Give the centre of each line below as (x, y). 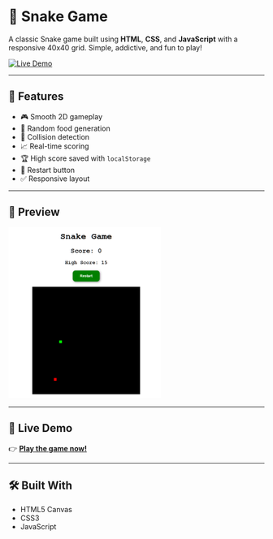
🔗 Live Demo (41, 428)
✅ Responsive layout (55, 179)
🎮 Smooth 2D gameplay (61, 116)
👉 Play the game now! (48, 448)
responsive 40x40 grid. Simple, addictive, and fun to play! (105, 47)
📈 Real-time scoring (54, 146)
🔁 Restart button (48, 170)
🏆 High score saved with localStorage (85, 158)
